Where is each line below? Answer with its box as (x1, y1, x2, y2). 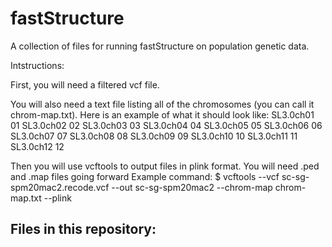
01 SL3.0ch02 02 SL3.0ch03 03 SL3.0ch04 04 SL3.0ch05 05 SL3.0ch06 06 (10, 119, 323, 131)
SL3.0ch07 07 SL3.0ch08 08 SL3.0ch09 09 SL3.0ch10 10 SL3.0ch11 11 (10, 130, 298, 142)
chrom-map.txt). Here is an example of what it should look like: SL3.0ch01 (10, 108, 315, 121)
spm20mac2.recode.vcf (10, 181, 110, 193)
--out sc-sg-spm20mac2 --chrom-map (111, 181, 273, 193)
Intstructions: (10, 59, 65, 71)
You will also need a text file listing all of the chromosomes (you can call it (10, 98, 315, 110)
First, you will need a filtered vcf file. (10, 78, 160, 91)
